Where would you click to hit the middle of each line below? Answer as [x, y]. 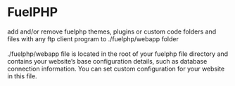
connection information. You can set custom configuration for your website [116, 69]
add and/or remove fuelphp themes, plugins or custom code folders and [112, 31]
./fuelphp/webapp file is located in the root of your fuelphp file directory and [118, 54]
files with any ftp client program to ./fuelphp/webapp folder [93, 38]
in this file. [22, 76]
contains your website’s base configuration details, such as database [107, 61]
